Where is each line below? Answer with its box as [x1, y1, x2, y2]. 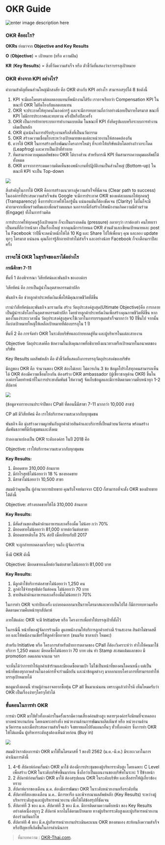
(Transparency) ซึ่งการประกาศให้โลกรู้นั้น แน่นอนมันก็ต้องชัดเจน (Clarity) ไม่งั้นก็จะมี [5, 198, 151, 204]
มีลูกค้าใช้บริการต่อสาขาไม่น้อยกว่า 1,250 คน [12, 580, 85, 586]
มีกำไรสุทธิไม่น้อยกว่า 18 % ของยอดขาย [12, 470, 78, 477]
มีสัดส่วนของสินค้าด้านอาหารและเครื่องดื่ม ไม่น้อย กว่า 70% [12, 520, 109, 526]
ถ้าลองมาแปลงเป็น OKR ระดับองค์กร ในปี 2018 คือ [5, 436, 90, 442]
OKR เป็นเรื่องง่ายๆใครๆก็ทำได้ [5, 689, 55, 695]
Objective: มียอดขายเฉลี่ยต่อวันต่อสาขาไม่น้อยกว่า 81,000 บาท [5, 561, 111, 567]
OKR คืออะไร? [5, 32, 35, 39]
